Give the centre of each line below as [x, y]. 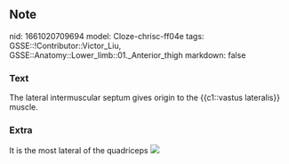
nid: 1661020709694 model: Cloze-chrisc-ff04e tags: [107, 36]
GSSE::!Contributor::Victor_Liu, [65, 45]
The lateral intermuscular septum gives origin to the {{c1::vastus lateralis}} [144, 98]
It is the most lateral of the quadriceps [79, 151]
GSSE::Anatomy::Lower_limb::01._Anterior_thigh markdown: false [128, 55]
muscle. [24, 107]
